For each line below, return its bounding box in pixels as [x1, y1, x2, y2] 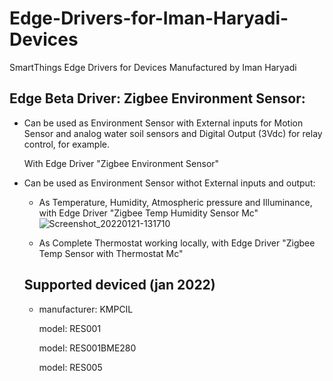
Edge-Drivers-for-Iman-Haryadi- [9, 7, 289, 30]
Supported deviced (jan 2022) [23, 277, 216, 294]
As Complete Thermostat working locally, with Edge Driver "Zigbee [38, 237, 316, 249]
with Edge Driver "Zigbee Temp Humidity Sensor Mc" [38, 207, 259, 219]
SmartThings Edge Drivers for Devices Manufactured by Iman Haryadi [9, 61, 297, 73]
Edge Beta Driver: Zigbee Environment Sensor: [9, 90, 306, 107]
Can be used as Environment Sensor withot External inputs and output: [23, 177, 316, 189]
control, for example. [23, 138, 110, 150]
